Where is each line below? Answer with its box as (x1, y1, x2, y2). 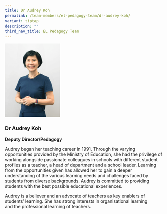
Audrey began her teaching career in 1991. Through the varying (5, 146, 136, 152)
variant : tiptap (5, 18, 39, 23)
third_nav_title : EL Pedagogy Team (5, 29, 79, 34)
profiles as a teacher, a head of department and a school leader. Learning (5, 162, 156, 168)
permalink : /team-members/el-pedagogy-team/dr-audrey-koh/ (5, 13, 131, 18)
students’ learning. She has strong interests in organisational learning (5, 198, 148, 204)
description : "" (5, 24, 39, 29)
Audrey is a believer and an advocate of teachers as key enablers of (5, 193, 145, 199)
